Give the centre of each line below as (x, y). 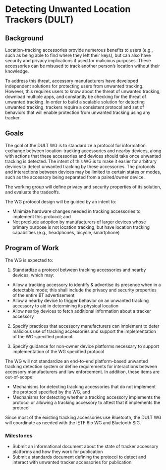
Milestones (19, 435)
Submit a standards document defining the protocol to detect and (79, 457)
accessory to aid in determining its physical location (65, 306)
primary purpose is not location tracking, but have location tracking (81, 227)
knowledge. (17, 71)
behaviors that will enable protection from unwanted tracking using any (78, 112)
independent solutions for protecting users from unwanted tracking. (74, 86)
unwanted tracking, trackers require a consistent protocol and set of (75, 107)
